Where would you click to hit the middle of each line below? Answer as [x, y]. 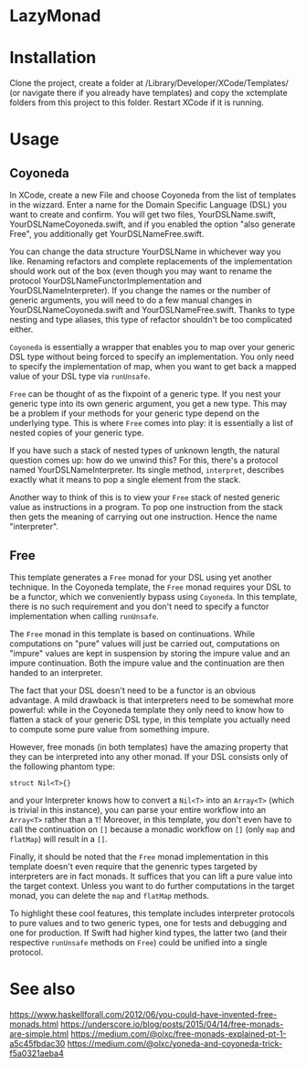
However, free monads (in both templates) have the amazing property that [149, 747]
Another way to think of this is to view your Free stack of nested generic [145, 497]
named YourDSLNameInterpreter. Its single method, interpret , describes [147, 470]
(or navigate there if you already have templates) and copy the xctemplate [148, 93]
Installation [53, 58]
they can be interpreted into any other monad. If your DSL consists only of [149, 756]
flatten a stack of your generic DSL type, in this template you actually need [150, 720]
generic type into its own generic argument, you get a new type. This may [148, 404]
